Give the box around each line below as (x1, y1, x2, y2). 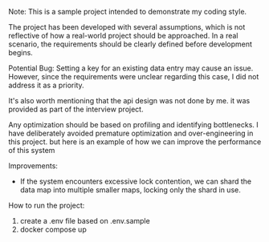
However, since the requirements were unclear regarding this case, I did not (8, 72, 259, 81)
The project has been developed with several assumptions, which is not (8, 22, 246, 31)
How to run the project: (8, 200, 85, 210)
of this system (8, 146, 55, 155)
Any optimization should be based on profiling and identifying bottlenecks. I (8, 120, 259, 129)
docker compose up (19, 224, 87, 234)
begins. (8, 48, 34, 57)
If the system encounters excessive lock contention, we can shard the (19, 176, 252, 186)
